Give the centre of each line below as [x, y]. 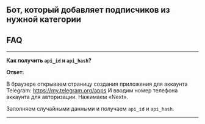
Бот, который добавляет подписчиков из [88, 10]
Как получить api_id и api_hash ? [49, 61]
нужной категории [44, 20]
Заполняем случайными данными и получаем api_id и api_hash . [90, 109]
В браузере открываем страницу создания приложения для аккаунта [97, 84]
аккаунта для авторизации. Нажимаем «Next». [67, 97]
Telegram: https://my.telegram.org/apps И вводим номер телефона [92, 91]
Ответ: [15, 72]
